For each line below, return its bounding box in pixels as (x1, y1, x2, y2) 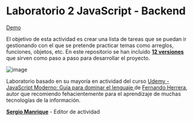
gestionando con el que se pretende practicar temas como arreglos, (6, 42, 174, 49)
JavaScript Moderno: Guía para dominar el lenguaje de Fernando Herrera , (6, 83, 188, 91)
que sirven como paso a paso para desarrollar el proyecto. (6, 54, 151, 61)
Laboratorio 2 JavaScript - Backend (6, 4, 186, 18)
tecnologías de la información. (6, 97, 81, 104)
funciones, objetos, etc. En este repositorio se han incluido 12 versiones (6, 48, 184, 55)
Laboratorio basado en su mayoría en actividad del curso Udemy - (6, 77, 170, 85)
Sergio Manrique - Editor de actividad (6, 108, 100, 115)
